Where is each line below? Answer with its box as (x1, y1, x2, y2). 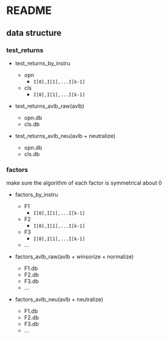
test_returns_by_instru (15, 59, 71, 67)
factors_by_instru (15, 191, 59, 199)
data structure (6, 28, 62, 38)
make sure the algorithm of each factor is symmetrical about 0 (6, 179, 163, 186)
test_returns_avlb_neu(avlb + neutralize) (15, 132, 116, 139)
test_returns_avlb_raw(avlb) (15, 102, 85, 110)
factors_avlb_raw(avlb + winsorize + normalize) (15, 253, 134, 260)
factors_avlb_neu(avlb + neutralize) (15, 296, 104, 303)
